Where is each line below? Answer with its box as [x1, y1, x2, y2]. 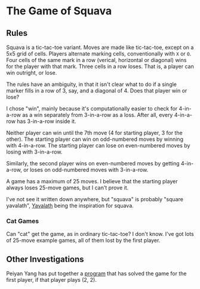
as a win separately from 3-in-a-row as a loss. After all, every [21, 112, 173, 118]
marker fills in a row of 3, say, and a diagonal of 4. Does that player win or [6, 87, 187, 94]
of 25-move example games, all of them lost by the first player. [6, 237, 161, 244]
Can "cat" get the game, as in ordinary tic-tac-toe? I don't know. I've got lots [6, 230, 194, 238]
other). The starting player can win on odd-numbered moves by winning [6, 136, 184, 143]
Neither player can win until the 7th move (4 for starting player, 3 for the [6, 130, 183, 136]
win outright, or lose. [6, 69, 57, 76]
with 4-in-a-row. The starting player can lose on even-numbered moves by [6, 142, 190, 149]
